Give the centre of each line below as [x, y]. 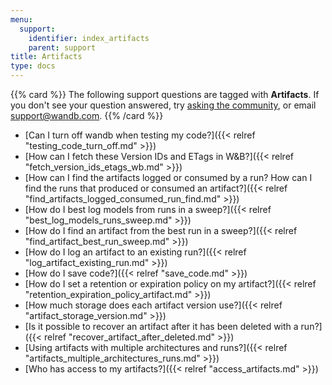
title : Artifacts [46, 57]
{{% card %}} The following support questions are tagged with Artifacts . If [165, 94]
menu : [21, 19]
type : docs [33, 66]
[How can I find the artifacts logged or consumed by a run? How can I [168, 177]
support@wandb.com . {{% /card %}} [87, 115]
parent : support [62, 47]
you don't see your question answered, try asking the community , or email [163, 105]
